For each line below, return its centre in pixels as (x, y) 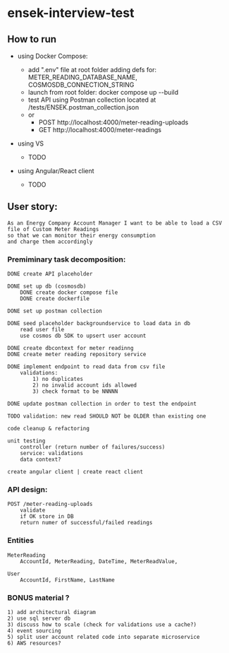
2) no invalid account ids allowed (85, 386)
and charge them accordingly (50, 242)
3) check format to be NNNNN (75, 392)
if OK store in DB (47, 517)
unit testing (26, 441)
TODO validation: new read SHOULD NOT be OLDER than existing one (107, 416)
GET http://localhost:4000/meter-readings (100, 130)
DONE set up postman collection (55, 311)
